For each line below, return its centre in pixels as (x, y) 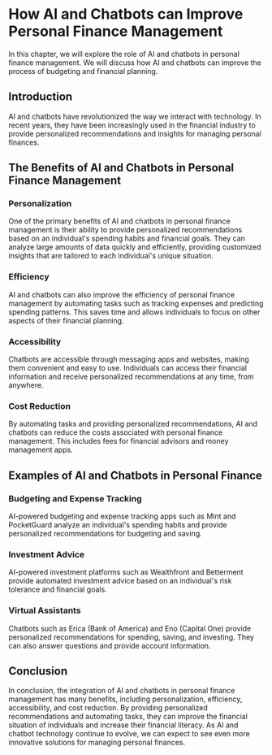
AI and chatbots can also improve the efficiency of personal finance (122, 294)
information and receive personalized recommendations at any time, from (131, 377)
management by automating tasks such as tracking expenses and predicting (136, 303)
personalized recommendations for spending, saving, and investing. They (131, 637)
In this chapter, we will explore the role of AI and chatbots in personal (124, 54)
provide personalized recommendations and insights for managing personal (135, 133)
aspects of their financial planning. (66, 320)
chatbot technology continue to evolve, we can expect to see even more (129, 734)
